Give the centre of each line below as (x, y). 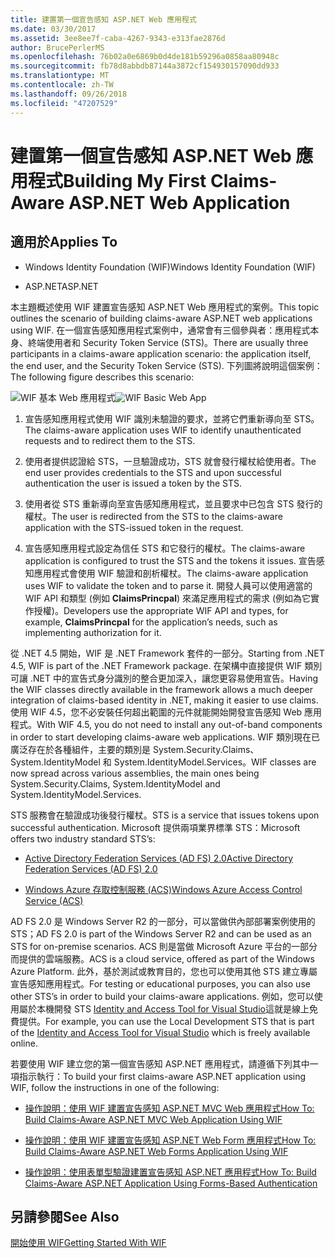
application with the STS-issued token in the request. (134, 527)
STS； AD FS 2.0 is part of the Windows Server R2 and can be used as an (161, 933)
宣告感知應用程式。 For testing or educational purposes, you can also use (160, 983)
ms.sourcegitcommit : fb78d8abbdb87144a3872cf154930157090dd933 (145, 66)
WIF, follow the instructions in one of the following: (115, 1087)
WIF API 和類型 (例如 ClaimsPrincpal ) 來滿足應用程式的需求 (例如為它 (168, 598)
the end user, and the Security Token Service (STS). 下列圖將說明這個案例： (166, 365)
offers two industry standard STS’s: (83, 838)
